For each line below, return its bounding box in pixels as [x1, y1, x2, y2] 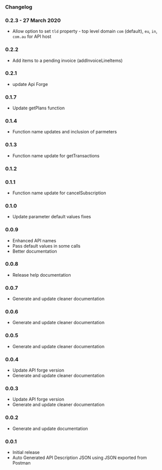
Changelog [5, 3, 32, 10]
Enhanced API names [12, 237, 56, 243]
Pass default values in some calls [12, 243, 81, 249]
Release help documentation [12, 272, 71, 278]
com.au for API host [12, 33, 52, 39]
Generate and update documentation [12, 426, 88, 432]
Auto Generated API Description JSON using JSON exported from [12, 455, 147, 461]
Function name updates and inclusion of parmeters [12, 129, 117, 135]
